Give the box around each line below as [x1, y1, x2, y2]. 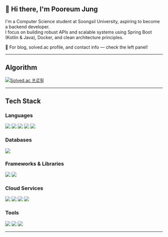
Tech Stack [5, 97, 41, 105]
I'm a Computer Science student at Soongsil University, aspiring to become [5, 18, 160, 24]
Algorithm [5, 63, 37, 72]
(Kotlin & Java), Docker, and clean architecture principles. [5, 34, 123, 40]
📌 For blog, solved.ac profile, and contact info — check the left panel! [5, 44, 148, 50]
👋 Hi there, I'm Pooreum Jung [5, 5, 98, 14]
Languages [5, 111, 33, 118]
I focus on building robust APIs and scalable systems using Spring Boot [5, 29, 152, 35]
